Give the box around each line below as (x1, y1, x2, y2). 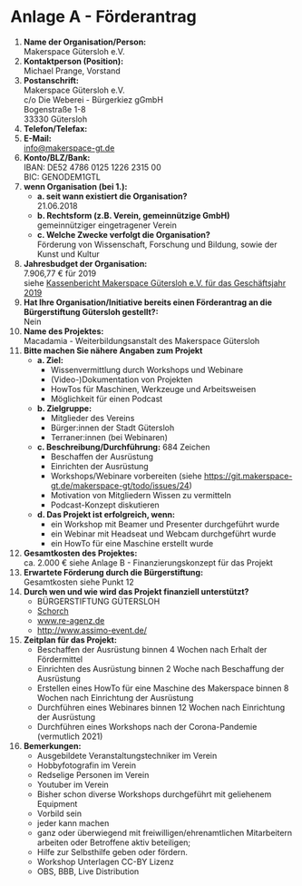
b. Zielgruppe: (36, 402, 93, 414)
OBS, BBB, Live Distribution (36, 865, 140, 877)
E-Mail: (23, 133, 53, 143)
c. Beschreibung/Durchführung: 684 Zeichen (36, 441, 210, 452)
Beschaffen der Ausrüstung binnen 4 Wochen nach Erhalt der (36, 644, 268, 655)
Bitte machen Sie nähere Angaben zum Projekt (23, 345, 203, 356)
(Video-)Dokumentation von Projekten (50, 374, 193, 385)
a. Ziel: (36, 354, 64, 365)
